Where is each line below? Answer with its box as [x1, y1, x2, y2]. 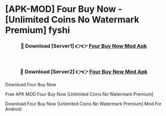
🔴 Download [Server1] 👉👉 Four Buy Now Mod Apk [20, 43, 147, 50]
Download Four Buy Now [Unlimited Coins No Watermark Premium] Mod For [5, 101, 162, 107]
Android [5, 106, 21, 112]
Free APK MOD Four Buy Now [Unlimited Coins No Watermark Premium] [5, 91, 154, 97]
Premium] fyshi [5, 25, 70, 36]
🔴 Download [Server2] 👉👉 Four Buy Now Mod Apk [19, 68, 148, 75]
